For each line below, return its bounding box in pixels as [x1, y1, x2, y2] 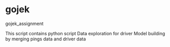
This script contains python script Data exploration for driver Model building [5, 30, 165, 36]
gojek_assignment [5, 20, 44, 27]
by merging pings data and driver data [5, 36, 86, 42]
